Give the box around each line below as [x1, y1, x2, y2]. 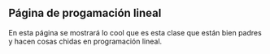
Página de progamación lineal [8, 6, 162, 20]
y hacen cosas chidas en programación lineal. [8, 36, 163, 46]
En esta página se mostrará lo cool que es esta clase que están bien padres [8, 27, 262, 37]
